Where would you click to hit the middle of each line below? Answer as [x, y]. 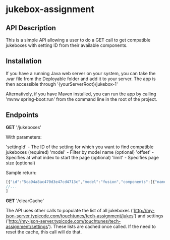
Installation [24, 61]
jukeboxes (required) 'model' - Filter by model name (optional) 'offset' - [80, 152]
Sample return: [21, 172]
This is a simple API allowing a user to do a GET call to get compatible [78, 40]
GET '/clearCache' [25, 201]
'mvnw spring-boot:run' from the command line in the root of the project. [81, 99]
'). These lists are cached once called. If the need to [102, 227]
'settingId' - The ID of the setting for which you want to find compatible [80, 147]
